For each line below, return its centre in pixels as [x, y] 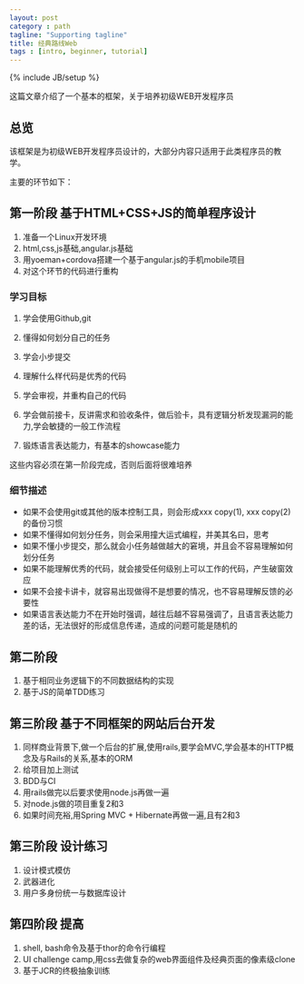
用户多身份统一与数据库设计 [74, 892]
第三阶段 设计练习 [59, 846]
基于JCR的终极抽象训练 [66, 970]
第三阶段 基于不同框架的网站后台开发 [112, 723]
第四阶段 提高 [47, 924]
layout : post [34, 18]
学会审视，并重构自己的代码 [74, 395]
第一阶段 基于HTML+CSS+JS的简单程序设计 [133, 213]
